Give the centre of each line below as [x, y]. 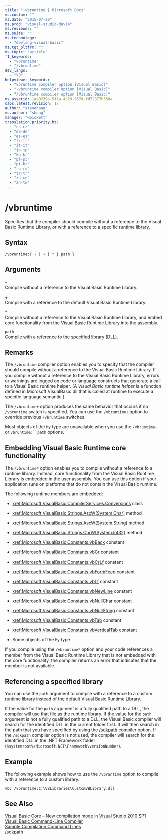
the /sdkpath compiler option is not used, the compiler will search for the [80, 735]
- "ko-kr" [20, 155]
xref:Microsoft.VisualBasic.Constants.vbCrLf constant [68, 562]
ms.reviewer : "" [22, 29]
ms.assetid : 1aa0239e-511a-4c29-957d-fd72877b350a [59, 99]
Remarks [19, 352]
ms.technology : [21, 38]
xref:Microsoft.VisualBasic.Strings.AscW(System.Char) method [77, 513]
